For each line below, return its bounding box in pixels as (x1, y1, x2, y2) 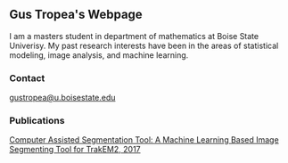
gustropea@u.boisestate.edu (9, 93, 116, 103)
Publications (9, 115, 65, 127)
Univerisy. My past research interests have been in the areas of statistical (9, 40, 279, 51)
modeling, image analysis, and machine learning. (9, 49, 189, 61)
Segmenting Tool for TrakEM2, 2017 (9, 144, 141, 155)
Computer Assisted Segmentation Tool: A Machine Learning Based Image (9, 134, 279, 145)
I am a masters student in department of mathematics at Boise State (9, 30, 259, 41)
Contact (9, 71, 45, 84)
